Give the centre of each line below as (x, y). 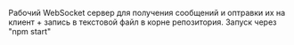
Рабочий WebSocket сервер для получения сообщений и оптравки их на (147, 13)
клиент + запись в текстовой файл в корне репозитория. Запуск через (143, 22)
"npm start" (30, 31)
